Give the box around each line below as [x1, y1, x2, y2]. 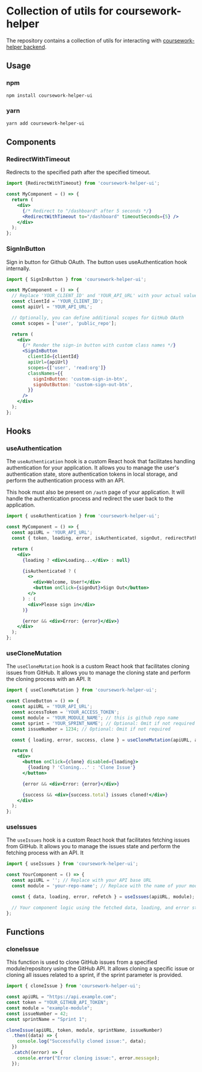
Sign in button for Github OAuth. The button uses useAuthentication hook [6, 258, 188, 265]
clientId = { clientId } [28, 354, 79, 360]
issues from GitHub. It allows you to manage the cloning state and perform [6, 669, 191, 676]
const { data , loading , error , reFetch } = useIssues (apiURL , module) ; [11, 893, 195, 900]
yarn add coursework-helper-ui [6, 120, 85, 126]
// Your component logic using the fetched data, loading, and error [11, 904, 189, 911]
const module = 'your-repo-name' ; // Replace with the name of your [11, 883, 187, 889]
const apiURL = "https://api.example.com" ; [6, 994, 117, 1000]
